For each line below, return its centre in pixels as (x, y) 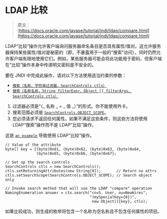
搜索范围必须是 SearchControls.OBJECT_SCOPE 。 (61, 112)
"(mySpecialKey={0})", (113, 197)
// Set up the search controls (38, 162)
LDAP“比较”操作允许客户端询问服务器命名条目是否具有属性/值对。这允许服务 (83, 46)
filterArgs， (119, 91)
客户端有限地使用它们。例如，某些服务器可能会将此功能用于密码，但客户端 (85, 58)
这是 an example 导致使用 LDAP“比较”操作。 (50, 135)
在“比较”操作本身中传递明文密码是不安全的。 (51, 65)
